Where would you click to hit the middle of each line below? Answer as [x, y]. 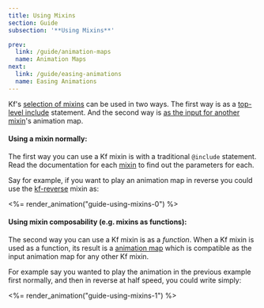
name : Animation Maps [51, 59]
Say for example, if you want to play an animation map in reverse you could [130, 180]
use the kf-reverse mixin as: [54, 188]
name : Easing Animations [56, 81]
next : [17, 67]
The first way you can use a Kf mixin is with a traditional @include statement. [132, 156]
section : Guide [33, 23]
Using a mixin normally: [48, 139]
